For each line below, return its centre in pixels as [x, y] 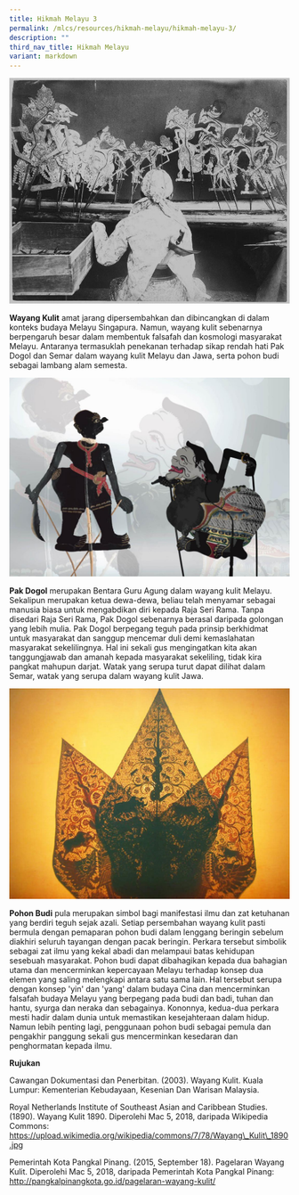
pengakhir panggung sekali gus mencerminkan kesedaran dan [124, 1036]
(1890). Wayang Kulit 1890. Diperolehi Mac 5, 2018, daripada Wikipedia [139, 1116]
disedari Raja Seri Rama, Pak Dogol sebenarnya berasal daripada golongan [146, 618]
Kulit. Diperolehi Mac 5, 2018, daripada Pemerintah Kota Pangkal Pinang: [142, 1171]
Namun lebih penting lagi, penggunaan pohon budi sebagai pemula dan [140, 1027]
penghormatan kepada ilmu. [61, 1045]
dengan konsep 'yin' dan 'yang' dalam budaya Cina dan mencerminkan [140, 988]
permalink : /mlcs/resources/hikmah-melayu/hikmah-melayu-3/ [123, 28]
